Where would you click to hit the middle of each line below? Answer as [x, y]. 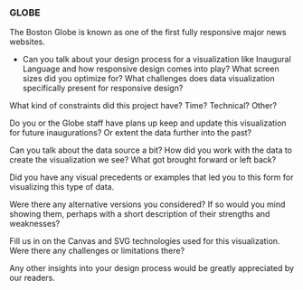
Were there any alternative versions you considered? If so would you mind [147, 204]
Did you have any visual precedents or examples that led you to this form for [151, 177]
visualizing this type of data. [62, 187]
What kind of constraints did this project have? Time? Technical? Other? [143, 106]
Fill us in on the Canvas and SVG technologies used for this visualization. [145, 241]
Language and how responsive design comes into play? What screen [151, 69]
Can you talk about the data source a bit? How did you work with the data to [151, 150]
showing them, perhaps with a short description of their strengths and [140, 214]
